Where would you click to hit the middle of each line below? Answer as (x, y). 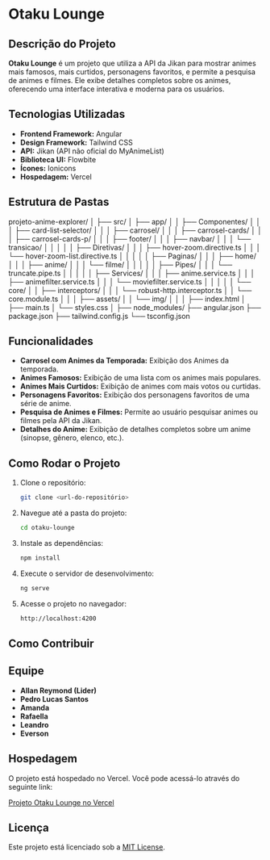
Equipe (26, 671)
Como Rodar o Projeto (64, 463)
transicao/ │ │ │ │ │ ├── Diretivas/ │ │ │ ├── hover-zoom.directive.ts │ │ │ (135, 247)
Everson (34, 733)
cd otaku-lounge (47, 528)
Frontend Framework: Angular (71, 133)
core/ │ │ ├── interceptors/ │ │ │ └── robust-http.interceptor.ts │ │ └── (130, 290)
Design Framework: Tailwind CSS (76, 142)
